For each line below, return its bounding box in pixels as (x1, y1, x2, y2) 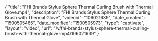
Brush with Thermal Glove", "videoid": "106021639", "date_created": (5, 15, 145, 20)
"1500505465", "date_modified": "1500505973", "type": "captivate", (5, 20, 145, 26)
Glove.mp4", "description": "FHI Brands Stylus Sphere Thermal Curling (5, 9, 151, 15)
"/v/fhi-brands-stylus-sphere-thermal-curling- (53, 25, 149, 31)
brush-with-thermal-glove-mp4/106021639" (5, 31, 96, 36)
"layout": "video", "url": (5, 25, 53, 31)
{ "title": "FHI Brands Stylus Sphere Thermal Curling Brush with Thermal (5, 4, 153, 10)
